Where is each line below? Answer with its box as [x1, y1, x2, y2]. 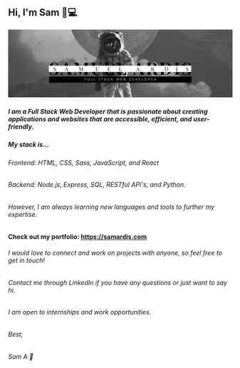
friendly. [8, 122, 34, 131]
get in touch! [8, 256, 46, 265]
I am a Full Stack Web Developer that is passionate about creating [8, 107, 209, 116]
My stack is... [8, 140, 49, 149]
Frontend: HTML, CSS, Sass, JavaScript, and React [8, 158, 160, 167]
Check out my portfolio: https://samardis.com [8, 232, 147, 241]
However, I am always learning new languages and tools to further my [8, 203, 215, 211]
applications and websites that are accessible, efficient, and [8, 114, 192, 123]
